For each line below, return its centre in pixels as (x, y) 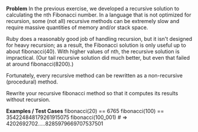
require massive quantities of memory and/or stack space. (77, 27)
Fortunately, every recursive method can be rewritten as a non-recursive (95, 75)
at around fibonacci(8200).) (40, 64)
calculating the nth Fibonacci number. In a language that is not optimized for (99, 15)
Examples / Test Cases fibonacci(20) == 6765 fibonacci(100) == (85, 111)
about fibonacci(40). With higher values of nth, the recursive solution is (93, 51)
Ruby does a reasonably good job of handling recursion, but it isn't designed (99, 39)
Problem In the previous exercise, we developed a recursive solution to (93, 9)
